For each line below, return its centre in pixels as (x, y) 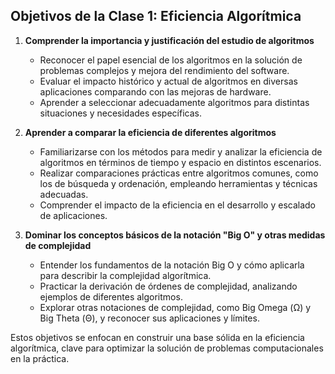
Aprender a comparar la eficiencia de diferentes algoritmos (150, 132)
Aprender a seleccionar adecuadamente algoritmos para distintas (174, 102)
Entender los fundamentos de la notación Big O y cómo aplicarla (172, 265)
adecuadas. (64, 194)
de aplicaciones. (73, 215)
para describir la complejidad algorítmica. (125, 275)
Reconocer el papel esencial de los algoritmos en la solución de (171, 60)
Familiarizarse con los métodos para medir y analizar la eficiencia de (181, 151)
